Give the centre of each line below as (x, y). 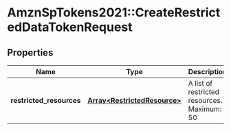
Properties (30, 52)
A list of (200, 83)
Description (208, 72)
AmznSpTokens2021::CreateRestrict (114, 13)
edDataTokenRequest (70, 27)
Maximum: (205, 109)
